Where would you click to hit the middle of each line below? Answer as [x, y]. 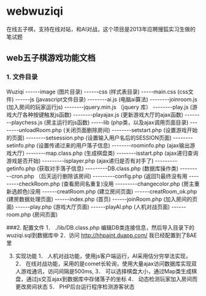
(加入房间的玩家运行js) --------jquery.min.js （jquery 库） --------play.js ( [99, 107]
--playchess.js [25, 122]
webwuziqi [35, 11]
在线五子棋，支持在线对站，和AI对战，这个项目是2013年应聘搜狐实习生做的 [101, 29]
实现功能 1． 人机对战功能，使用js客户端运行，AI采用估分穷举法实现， [103, 255]
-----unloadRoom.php [34, 130]
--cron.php [21, 176]
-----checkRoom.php [33, 184]
